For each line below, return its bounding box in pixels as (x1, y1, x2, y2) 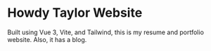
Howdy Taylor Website (7, 5, 143, 21)
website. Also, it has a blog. (7, 35, 87, 43)
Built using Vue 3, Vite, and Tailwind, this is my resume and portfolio (7, 28, 204, 36)
